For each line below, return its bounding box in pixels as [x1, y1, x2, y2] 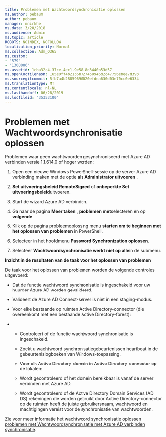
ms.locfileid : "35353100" [5, 95, 59, 100]
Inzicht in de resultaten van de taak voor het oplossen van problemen [5, 257, 151, 263]
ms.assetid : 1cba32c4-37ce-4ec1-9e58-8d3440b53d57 [5, 68, 112, 73]
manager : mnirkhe [5, 21, 41, 26]
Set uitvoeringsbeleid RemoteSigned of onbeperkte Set [12, 184, 130, 190]
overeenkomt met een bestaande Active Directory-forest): [12, 311, 131, 318]
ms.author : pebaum [5, 12, 43, 17]
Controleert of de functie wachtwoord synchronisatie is [19, 331, 133, 337]
